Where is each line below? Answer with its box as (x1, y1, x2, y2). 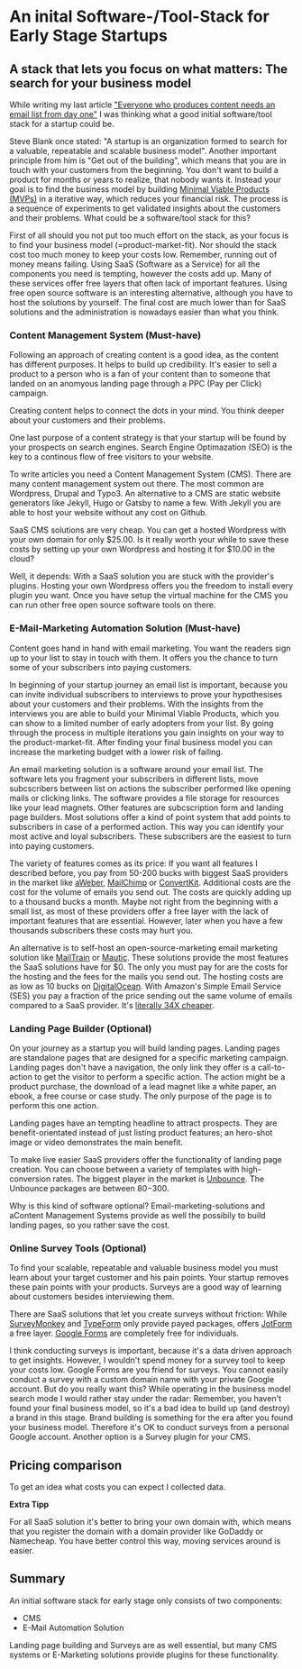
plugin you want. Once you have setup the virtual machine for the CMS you (9, 590, 288, 601)
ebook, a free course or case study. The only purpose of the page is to (9, 1090, 272, 1101)
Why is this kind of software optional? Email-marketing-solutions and (9, 1200, 266, 1211)
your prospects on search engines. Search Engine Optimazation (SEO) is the (9, 442, 293, 452)
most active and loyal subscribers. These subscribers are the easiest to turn (9, 831, 292, 842)
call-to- (257, 1062, 286, 1072)
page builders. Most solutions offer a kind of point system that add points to (9, 811, 291, 822)
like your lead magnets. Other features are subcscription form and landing (9, 802, 284, 813)
